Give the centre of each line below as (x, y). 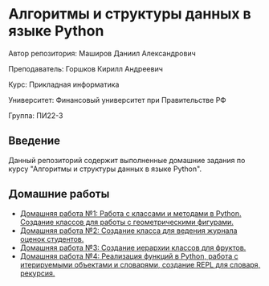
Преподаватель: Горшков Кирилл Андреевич (86, 68)
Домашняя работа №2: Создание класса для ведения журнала (128, 231)
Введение (35, 141)
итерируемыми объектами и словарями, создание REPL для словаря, (140, 264)
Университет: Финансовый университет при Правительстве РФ (117, 100)
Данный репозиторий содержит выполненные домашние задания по (127, 160)
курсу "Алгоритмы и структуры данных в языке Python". (105, 169)
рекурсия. (37, 273)
